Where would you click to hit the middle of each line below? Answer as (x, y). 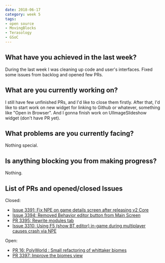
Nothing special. (22, 145)
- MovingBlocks (21, 28)
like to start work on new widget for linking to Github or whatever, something (83, 107)
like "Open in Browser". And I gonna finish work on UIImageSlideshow (76, 112)
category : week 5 (23, 14)
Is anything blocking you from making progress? (81, 161)
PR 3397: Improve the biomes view (47, 255)
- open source (20, 24)
